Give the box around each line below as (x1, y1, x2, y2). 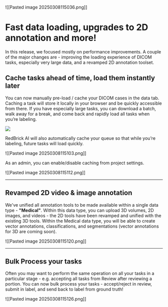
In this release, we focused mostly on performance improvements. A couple (5, 48, 161, 54)
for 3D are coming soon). (5, 228, 57, 234)
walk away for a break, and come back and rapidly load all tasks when (5, 111, 150, 117)
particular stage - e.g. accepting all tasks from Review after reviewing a (5, 276, 152, 282)
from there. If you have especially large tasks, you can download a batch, (5, 105, 156, 111)
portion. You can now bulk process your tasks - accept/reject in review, (5, 281, 152, 287)
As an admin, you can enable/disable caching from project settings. (5, 160, 144, 166)
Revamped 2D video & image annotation (5, 189, 132, 197)
